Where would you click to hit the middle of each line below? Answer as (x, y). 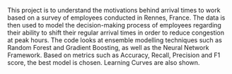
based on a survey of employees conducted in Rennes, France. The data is (116, 18)
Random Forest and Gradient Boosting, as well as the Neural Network (108, 48)
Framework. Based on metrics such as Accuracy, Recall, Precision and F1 (114, 55)
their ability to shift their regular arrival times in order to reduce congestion (116, 32)
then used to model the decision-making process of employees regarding (114, 25)
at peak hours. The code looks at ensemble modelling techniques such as (115, 40)
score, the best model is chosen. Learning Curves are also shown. (104, 62)
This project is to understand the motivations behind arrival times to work (114, 10)
